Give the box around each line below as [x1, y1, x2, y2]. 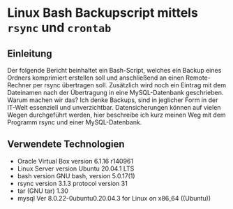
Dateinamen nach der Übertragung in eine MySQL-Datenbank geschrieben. [7, 89, 224, 96]
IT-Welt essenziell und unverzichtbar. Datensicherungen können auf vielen [7, 103, 221, 111]
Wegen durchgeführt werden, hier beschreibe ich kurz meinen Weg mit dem [7, 110, 226, 119]
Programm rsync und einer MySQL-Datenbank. [7, 118, 142, 127]
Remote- [186, 73, 211, 82]
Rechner [7, 81, 31, 89]
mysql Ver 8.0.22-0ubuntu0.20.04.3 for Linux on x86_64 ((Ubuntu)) [17, 194, 211, 202]
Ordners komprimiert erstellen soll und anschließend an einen [7, 73, 185, 82]
